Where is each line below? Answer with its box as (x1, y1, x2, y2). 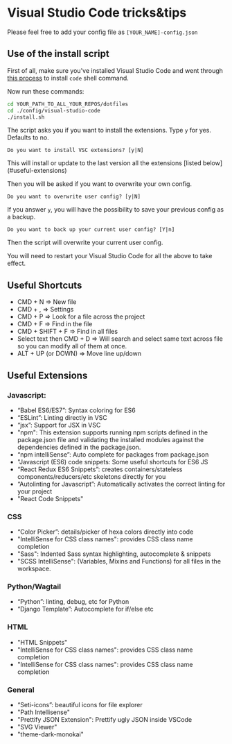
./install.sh (7, 113, 45, 121)
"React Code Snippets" (17, 494, 84, 502)
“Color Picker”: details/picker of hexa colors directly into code (17, 527, 194, 536)
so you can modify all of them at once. (17, 342, 127, 350)
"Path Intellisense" (17, 708, 71, 716)
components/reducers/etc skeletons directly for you (17, 472, 166, 480)
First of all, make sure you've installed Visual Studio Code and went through (7, 66, 224, 74)
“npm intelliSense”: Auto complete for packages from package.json (17, 450, 209, 459)
